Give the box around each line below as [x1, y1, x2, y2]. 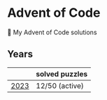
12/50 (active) [36, 80, 84, 90]
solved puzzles [36, 69, 88, 78]
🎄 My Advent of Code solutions [7, 28, 97, 36]
